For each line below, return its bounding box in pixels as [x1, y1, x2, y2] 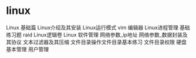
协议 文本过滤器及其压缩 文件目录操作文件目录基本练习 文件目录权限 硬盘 [11, 38, 187, 45]
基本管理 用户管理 [6, 45, 49, 53]
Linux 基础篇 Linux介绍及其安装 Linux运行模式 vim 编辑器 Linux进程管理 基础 [6, 24, 191, 31]
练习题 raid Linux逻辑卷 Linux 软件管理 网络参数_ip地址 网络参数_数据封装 [6, 31, 183, 38]
